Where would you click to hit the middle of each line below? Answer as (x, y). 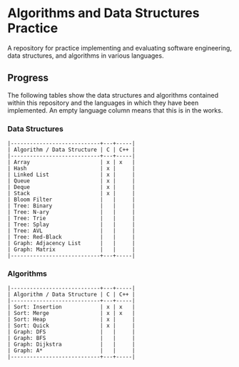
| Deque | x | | (71, 187)
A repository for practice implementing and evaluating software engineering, (119, 48)
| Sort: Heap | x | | (71, 320)
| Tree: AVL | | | (71, 231)
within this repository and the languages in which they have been (103, 103)
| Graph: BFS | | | (71, 338)
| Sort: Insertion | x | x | (71, 307)
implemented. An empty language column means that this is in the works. (115, 110)
